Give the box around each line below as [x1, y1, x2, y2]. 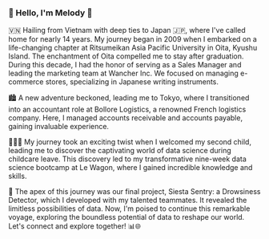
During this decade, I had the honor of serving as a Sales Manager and [8, 60, 242, 70]
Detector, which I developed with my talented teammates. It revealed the [8, 196, 247, 205]
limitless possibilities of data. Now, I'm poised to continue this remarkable [8, 204, 251, 213]
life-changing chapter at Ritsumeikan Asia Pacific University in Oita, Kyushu [8, 43, 258, 53]
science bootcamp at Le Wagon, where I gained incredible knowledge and [8, 163, 253, 172]
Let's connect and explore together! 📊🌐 [8, 221, 142, 231]
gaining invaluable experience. [8, 122, 110, 132]
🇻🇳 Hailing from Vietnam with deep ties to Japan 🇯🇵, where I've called [8, 26, 246, 35]
